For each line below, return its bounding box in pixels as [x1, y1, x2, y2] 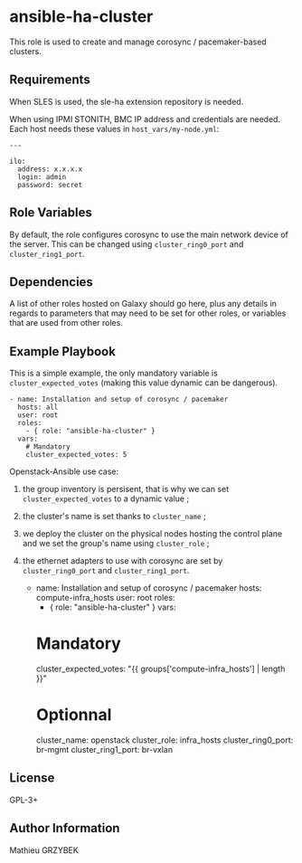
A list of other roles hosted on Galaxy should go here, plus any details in [9, 299, 278, 309]
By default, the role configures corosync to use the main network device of [9, 229, 289, 240]
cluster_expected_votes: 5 [25, 450, 127, 460]
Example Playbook [9, 344, 116, 359]
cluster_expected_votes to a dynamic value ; [22, 493, 190, 504]
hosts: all [17, 403, 59, 413]
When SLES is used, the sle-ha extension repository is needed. [9, 96, 244, 107]
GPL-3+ [9, 794, 39, 805]
